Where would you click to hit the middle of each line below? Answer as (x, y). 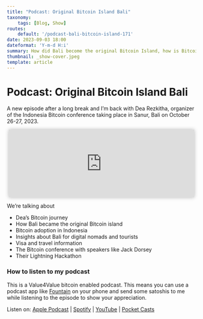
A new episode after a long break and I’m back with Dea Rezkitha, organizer (101, 108)
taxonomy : (19, 17)
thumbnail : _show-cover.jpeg (43, 57)
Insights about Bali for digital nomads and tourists (77, 237)
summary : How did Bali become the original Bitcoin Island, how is (93, 51)
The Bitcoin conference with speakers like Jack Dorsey (83, 250)
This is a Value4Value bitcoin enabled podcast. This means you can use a (98, 285)
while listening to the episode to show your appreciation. (77, 297)
